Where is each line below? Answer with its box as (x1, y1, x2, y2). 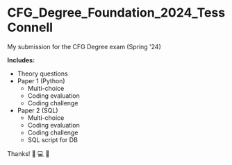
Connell (7, 19, 53, 35)
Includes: (7, 55, 35, 64)
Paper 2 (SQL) (17, 106, 58, 114)
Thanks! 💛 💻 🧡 (7, 149, 50, 157)
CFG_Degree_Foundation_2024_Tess (7, 5, 226, 21)
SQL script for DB (27, 135, 78, 144)
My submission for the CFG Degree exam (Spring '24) (7, 42, 162, 51)
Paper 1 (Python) (17, 76, 65, 85)
